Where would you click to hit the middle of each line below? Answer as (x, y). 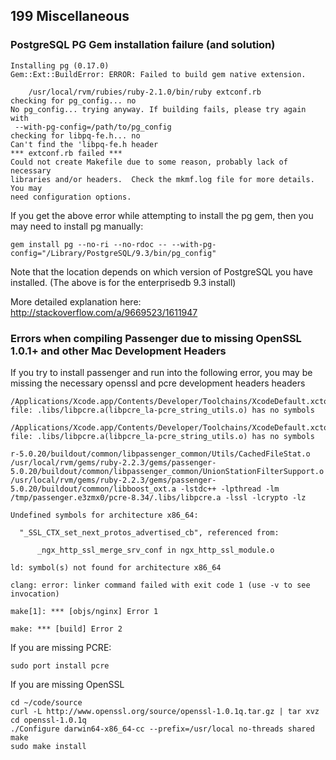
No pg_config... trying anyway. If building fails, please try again (158, 109)
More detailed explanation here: (76, 301)
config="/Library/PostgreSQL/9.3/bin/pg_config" (113, 253)
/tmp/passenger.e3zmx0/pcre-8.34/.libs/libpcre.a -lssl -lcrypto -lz (158, 497)
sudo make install (48, 746)
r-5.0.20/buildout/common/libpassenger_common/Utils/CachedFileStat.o (160, 454)
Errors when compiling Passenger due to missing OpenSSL (156, 338)
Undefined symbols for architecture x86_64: (104, 515)
